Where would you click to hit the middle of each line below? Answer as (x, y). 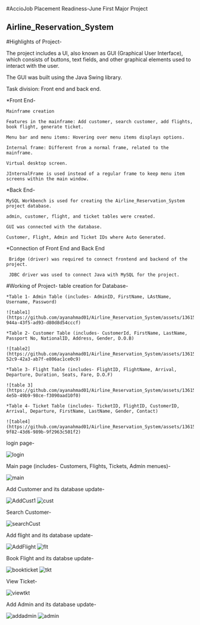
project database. (29, 206)
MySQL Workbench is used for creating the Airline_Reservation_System (96, 201)
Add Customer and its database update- (56, 489)
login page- (20, 443)
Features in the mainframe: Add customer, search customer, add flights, (100, 121)
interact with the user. (33, 65)
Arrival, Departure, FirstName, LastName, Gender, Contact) (82, 411)
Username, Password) (32, 302)
